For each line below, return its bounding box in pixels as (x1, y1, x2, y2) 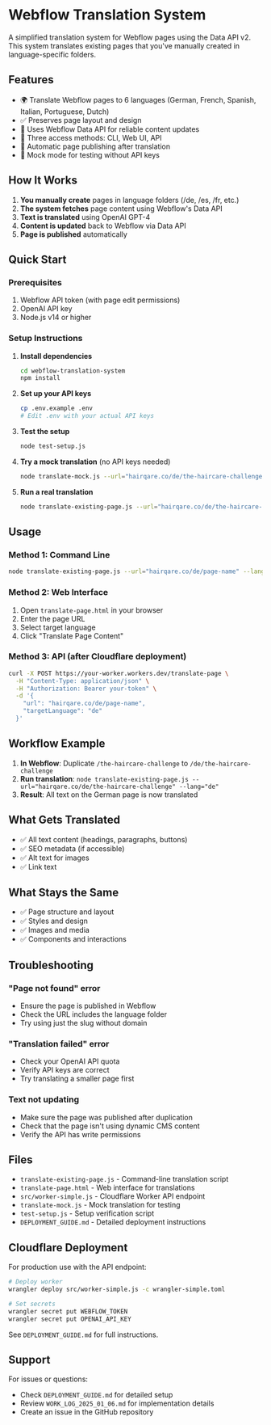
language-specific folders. (8, 49, 97, 59)
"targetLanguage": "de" (23, 707, 103, 715)
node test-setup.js (19, 442, 86, 450)
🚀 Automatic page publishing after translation (19, 141, 171, 151)
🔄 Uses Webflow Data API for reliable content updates (19, 124, 200, 134)
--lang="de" (178, 782, 219, 790)
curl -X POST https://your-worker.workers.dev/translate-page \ (8, 669, 229, 677)
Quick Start (8, 252, 67, 266)
